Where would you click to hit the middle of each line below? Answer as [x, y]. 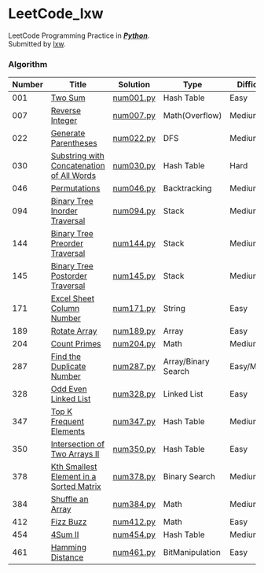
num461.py [134, 553]
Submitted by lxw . [37, 43]
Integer [64, 120]
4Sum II [65, 534]
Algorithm [28, 64]
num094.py [134, 211]
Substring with [77, 156]
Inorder [64, 211]
